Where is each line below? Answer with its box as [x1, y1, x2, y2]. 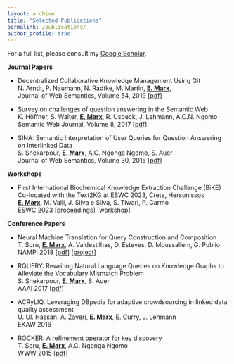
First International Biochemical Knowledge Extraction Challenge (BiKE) [17, 184, 221, 192]
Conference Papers [7, 220, 65, 228]
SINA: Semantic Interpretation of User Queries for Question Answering [17, 134, 222, 142]
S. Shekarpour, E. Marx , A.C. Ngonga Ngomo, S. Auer [17, 149, 174, 157]
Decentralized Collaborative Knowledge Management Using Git [17, 77, 201, 85]
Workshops [7, 170, 42, 178]
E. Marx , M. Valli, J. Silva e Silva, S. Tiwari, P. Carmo [17, 199, 169, 207]
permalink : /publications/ [7, 23, 86, 30]
